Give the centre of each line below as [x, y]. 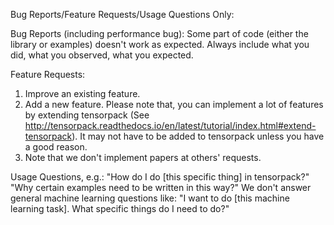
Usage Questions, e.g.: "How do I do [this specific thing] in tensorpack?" [160, 177]
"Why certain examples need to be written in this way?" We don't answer [161, 187]
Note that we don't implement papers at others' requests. [143, 157]
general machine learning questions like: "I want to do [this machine [150, 198]
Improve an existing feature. [82, 93]
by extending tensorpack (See [87, 115]
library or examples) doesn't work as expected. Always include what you [160, 44]
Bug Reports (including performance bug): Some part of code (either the [159, 33]
